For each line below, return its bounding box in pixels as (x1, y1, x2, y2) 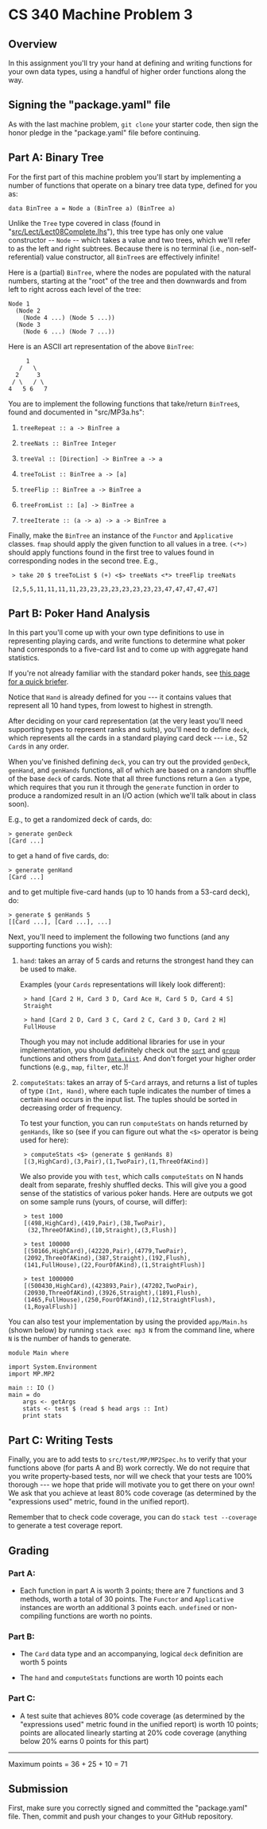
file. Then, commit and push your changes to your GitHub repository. (8, 1811, 234, 1821)
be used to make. (19, 964, 77, 974)
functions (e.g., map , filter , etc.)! (19, 1062, 129, 1072)
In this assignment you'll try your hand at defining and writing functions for (8, 58, 253, 68)
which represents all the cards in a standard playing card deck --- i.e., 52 (8, 734, 248, 743)
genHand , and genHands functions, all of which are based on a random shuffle (8, 765, 257, 775)
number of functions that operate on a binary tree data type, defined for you (8, 181, 257, 190)
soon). (8, 800, 29, 809)
